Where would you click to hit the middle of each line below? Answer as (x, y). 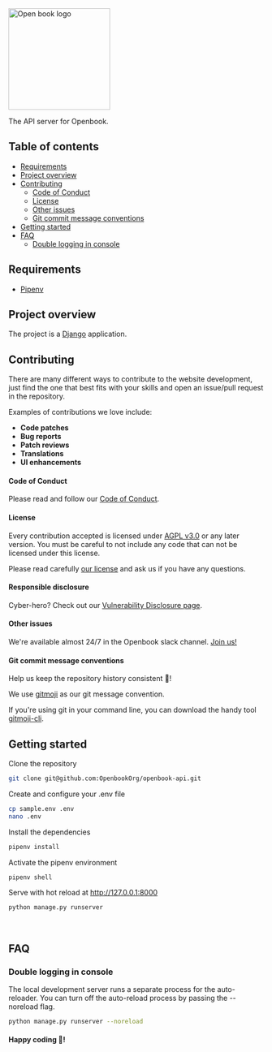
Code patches (44, 428)
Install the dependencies (50, 832)
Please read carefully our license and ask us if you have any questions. (127, 568)
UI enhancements (51, 463)
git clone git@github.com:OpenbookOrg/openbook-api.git (105, 778)
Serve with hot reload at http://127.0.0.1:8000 (83, 893)
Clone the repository (43, 764)
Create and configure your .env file (67, 794)
